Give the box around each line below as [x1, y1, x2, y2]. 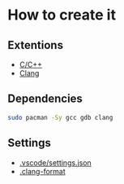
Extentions [7, 38, 64, 52]
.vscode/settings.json [19, 157, 92, 168]
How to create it [7, 6, 117, 24]
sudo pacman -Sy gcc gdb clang [7, 113, 113, 121]
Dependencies [7, 92, 83, 106]
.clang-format [19, 166, 66, 176]
